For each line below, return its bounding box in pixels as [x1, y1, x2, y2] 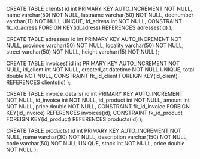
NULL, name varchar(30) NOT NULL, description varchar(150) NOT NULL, [6, 133, 189, 141]
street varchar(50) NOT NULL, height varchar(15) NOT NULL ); [6, 48, 160, 55]
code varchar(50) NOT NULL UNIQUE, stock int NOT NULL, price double [6, 140, 185, 146]
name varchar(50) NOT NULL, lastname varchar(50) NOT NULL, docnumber [6, 11, 193, 18]
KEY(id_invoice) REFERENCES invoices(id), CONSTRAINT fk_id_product [6, 110, 183, 116]
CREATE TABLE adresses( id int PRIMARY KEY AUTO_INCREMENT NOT [6, 36, 182, 42]
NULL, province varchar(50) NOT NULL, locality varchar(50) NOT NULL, [6, 42, 184, 49]
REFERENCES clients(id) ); [6, 79, 71, 86]
